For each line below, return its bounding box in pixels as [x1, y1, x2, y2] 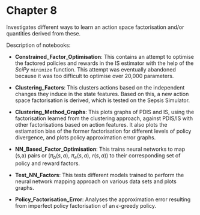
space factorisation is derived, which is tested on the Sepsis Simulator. [14, 97, 190, 104]
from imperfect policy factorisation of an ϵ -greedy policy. [14, 202, 156, 209]
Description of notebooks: [6, 41, 71, 49]
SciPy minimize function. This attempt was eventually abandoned [14, 65, 176, 73]
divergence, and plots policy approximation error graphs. [14, 133, 156, 141]
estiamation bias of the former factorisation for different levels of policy [14, 127, 192, 135]
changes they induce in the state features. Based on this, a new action [14, 90, 189, 97]
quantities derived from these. [6, 29, 81, 37]
